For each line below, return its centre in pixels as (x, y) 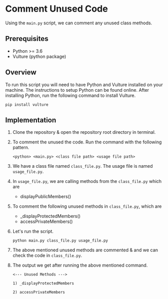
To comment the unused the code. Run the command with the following (87, 142)
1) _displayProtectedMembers (43, 284)
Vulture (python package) (39, 56)
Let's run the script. (33, 232)
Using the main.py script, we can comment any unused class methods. (79, 23)
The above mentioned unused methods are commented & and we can (85, 250)
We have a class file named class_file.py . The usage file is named (83, 166)
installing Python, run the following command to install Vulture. (70, 95)
